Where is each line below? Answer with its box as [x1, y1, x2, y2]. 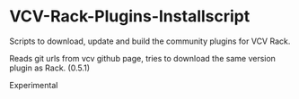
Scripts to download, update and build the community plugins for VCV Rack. [9, 36, 291, 46]
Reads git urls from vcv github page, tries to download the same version [9, 53, 277, 63]
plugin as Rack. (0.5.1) [9, 62, 91, 73]
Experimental [9, 79, 58, 90]
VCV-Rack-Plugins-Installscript [9, 6, 251, 27]
